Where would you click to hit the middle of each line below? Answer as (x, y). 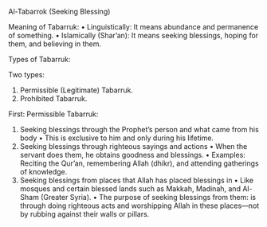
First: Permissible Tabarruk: (53, 114)
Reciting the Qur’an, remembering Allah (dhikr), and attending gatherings (139, 163)
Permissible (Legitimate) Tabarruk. (77, 90)
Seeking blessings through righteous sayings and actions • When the (133, 146)
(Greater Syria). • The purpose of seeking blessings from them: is (149, 197)
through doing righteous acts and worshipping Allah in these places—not (139, 205)
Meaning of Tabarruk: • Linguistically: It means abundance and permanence (133, 27)
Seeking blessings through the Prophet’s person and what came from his (139, 129)
